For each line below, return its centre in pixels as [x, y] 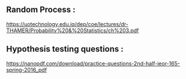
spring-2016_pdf [26, 69]
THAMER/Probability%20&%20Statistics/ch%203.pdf [73, 30]
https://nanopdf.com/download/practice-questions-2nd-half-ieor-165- [93, 63]
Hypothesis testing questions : [65, 49]
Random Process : [41, 10]
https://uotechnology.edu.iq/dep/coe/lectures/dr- [67, 24]
